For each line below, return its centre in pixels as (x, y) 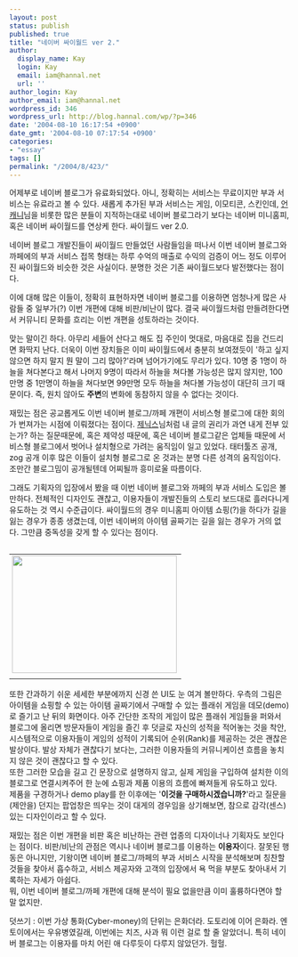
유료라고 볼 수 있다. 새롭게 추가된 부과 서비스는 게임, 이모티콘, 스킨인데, (156, 204)
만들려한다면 (268, 309)
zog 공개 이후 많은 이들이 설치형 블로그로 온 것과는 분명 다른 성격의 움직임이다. (145, 458)
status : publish (39, 26)
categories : (31, 142)
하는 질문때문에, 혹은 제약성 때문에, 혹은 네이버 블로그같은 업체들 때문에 (153, 435)
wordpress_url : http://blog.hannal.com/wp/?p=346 (103, 117)
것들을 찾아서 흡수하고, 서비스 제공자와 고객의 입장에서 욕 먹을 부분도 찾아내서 (143, 869)
